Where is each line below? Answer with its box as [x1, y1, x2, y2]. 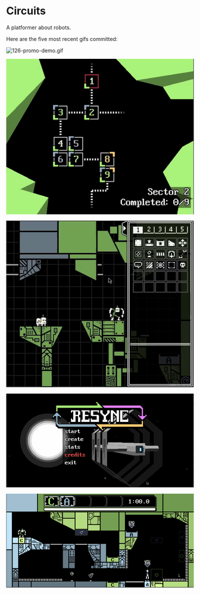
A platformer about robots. [6, 24, 71, 31]
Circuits [6, 4, 46, 18]
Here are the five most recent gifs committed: [6, 35, 118, 42]
